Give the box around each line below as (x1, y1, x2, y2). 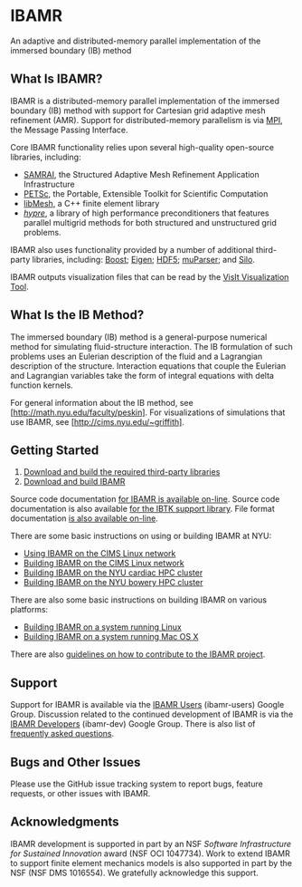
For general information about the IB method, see (10, 397, 193, 408)
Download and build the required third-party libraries (23, 467, 221, 477)
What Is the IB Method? (10, 307, 145, 323)
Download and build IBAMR (23, 477, 126, 487)
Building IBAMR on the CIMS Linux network (23, 558, 184, 569)
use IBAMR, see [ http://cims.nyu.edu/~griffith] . (10, 416, 184, 427)
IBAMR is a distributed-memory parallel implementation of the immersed (10, 95, 279, 106)
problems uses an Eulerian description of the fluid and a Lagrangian (10, 351, 263, 362)
